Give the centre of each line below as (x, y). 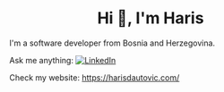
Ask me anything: (42, 60)
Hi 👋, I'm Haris (151, 18)
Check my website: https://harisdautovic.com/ (95, 77)
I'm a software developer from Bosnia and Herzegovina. (112, 43)
